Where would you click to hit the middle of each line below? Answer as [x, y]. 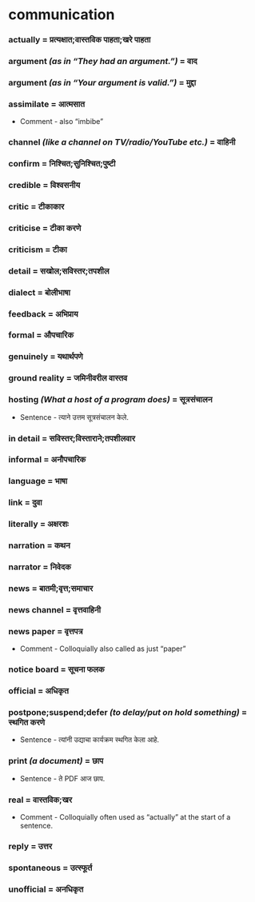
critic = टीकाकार [36, 206]
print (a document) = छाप [56, 761]
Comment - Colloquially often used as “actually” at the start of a [125, 816]
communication [62, 15]
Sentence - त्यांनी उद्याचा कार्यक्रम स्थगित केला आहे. [90, 740]
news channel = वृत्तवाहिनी [55, 609]
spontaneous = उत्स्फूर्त [50, 868]
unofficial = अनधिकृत [46, 889]
